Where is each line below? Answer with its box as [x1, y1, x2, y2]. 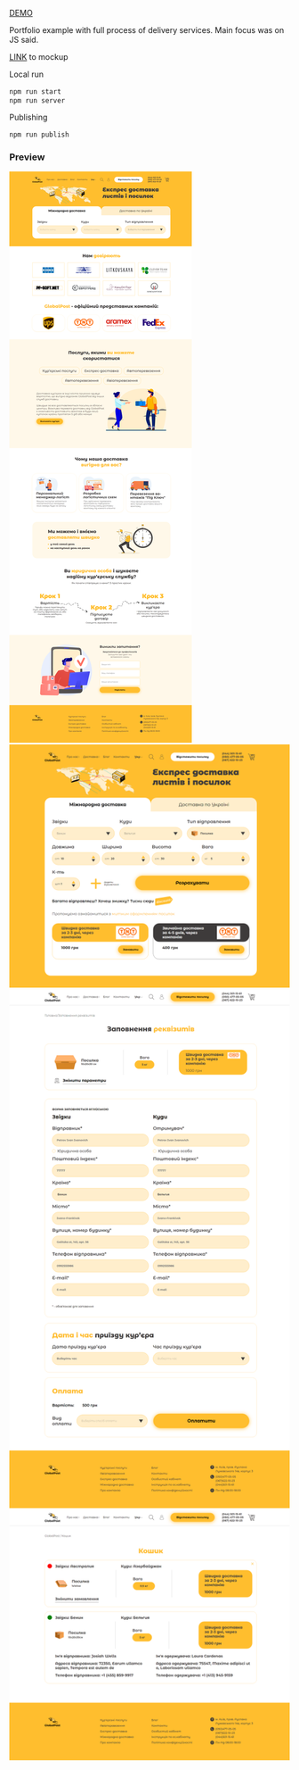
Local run [9, 69, 44, 79]
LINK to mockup [9, 52, 69, 62]
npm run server [9, 96, 66, 105]
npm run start [9, 87, 62, 96]
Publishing [9, 112, 48, 122]
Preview [9, 151, 45, 163]
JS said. [9, 35, 39, 45]
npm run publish [9, 130, 69, 139]
